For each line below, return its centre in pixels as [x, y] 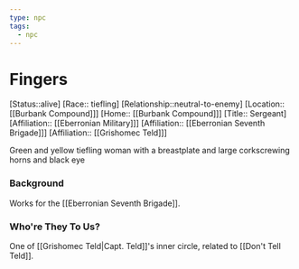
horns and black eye [47, 160]
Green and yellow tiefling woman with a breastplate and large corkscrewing [150, 151]
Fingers [38, 79]
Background [37, 183]
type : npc [28, 18]
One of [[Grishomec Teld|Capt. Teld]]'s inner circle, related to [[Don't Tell [145, 246]
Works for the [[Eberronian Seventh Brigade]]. [95, 203]
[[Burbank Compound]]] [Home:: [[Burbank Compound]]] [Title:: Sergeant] [148, 114]
